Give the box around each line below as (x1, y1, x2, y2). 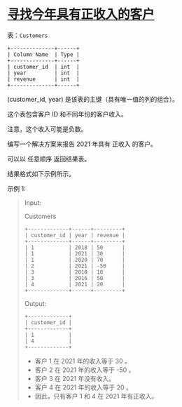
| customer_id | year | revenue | (24, 232, 125, 239)
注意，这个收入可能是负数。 (7, 124, 87, 133)
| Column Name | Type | (7, 51, 80, 58)
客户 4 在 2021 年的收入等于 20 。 (34, 383, 133, 392)
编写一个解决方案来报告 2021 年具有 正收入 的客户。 (7, 140, 157, 148)
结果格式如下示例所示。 (7, 169, 75, 178)
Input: (24, 198, 42, 207)
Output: (24, 299, 47, 307)
